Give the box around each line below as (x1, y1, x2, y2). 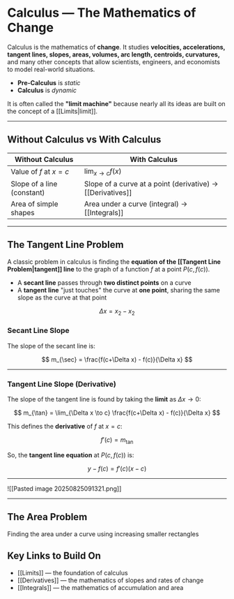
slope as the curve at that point (17, 293, 107, 302)
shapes (10, 207, 35, 217)
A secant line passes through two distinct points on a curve (17, 278, 192, 287)
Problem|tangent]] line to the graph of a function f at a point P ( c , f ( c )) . (7, 265, 210, 273)
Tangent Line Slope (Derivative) (7, 379, 116, 389)
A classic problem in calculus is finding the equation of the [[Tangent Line (7, 257, 221, 266)
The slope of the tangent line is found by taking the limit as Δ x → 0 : (7, 395, 201, 404)
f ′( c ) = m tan (100, 436, 134, 445)
